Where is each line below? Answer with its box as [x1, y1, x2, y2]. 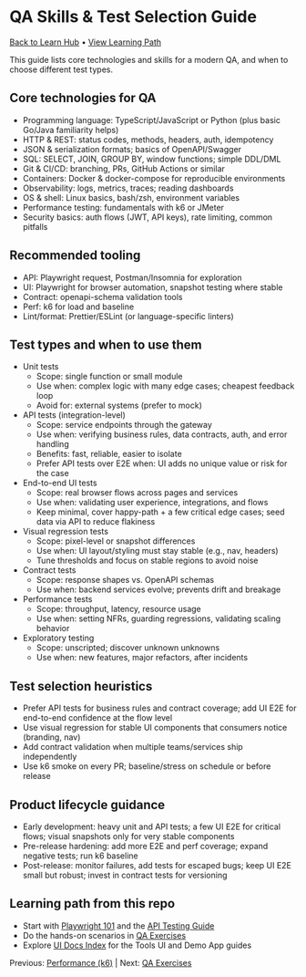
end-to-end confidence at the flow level [22, 712, 173, 723]
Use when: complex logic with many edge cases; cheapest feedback [36, 380, 295, 391]
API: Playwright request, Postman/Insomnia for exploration [22, 272, 242, 283]
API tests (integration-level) [22, 410, 126, 421]
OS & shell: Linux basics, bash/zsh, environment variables [22, 192, 240, 203]
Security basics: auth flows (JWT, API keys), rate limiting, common [22, 212, 273, 223]
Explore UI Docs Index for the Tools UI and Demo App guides [22, 940, 252, 951]
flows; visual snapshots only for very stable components [22, 831, 235, 841]
